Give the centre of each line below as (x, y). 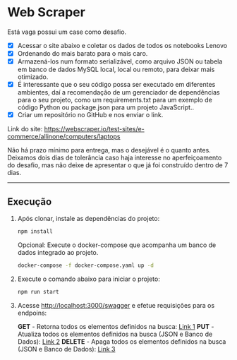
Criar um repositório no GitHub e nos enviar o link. (90, 115)
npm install (35, 232)
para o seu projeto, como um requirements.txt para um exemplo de (115, 100)
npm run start (38, 292)
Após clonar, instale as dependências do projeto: (89, 219)
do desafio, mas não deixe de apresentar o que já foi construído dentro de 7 (118, 165)
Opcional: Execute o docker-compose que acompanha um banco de (117, 245)
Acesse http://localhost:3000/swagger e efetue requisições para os (116, 305)
